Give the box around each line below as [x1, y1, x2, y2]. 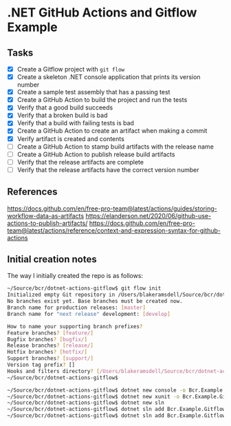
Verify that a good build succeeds [16, 103, 113, 111]
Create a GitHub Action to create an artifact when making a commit [16, 127, 208, 135]
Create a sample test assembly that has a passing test [16, 88, 170, 96]
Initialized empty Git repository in [7, 291, 115, 299]
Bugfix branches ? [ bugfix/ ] [7, 336, 88, 343]
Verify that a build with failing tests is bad [16, 119, 134, 127]
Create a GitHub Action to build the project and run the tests [16, 96, 188, 104]
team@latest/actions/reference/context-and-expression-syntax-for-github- [7, 226, 221, 235]
